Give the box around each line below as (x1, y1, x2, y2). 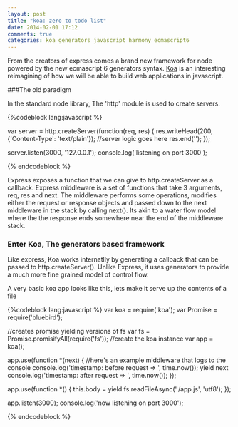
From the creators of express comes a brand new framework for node (7, 56, 212, 65)
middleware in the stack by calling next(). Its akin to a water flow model (7, 206, 216, 215)
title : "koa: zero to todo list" (7, 17, 107, 24)
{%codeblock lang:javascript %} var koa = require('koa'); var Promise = (7, 306, 218, 314)
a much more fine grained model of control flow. (7, 270, 149, 279)
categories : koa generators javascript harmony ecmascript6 (7, 37, 190, 44)
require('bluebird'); (7, 313, 63, 321)
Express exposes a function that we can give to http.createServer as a (7, 176, 214, 185)
